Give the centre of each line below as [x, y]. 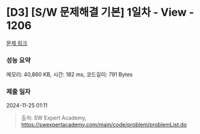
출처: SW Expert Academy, [54, 118]
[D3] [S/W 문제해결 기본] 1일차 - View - [100, 12]
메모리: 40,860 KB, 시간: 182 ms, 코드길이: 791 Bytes [70, 75]
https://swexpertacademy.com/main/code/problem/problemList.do [104, 124]
